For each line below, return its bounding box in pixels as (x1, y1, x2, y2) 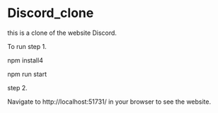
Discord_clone (7, 5, 94, 21)
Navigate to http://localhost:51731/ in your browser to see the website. (7, 97, 212, 106)
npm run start (7, 70, 47, 78)
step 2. (7, 83, 28, 92)
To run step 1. (7, 42, 47, 50)
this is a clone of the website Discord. (7, 28, 117, 37)
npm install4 (7, 55, 44, 65)
